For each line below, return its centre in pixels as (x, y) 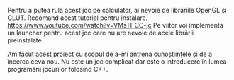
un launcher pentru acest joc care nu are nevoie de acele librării (100, 33)
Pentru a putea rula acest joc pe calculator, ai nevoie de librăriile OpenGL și (117, 10)
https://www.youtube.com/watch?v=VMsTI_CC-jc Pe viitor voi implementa (115, 25)
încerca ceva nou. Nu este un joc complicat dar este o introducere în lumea (117, 62)
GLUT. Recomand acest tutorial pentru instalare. (78, 18)
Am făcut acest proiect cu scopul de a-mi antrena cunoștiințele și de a (110, 54)
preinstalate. (26, 40)
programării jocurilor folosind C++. (58, 69)
